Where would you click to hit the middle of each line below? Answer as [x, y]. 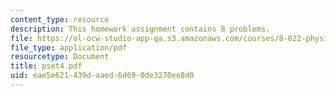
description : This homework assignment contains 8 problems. [140, 29]
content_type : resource [60, 19]
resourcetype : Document [60, 57]
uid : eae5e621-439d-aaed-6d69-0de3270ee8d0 [102, 76]
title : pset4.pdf [46, 66]
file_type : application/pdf [69, 47]
